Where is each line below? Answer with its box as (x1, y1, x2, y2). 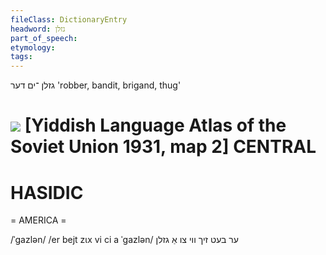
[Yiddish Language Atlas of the (24, 114, 287, 137)
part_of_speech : (10, 33, 78, 43)
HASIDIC (10, 181, 84, 204)
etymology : (10, 42, 56, 53)
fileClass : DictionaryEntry (10, 14, 128, 25)
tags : (10, 52, 33, 62)
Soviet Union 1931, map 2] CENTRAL (10, 136, 317, 158)
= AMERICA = (10, 214, 67, 226)
